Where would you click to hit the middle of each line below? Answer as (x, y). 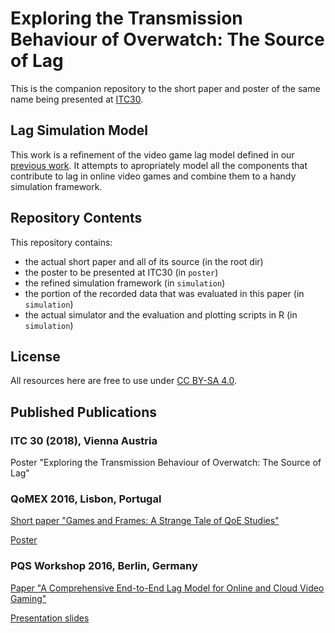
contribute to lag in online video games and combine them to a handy (153, 176)
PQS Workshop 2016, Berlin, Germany (104, 566)
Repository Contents (76, 218)
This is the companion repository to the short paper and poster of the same (165, 88)
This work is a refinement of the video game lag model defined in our (152, 154)
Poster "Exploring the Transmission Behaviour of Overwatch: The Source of (166, 463)
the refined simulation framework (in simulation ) (125, 283)
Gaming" (28, 598)
